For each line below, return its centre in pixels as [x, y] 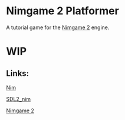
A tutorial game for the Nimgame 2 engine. [58, 27]
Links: [18, 73]
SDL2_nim [19, 99]
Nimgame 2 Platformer [63, 11]
